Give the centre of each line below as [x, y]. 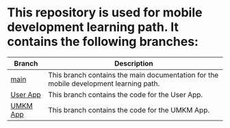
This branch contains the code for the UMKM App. [129, 110]
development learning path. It [93, 27]
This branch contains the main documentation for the [133, 75]
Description [134, 63]
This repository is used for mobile [105, 13]
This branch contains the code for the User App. [125, 94]
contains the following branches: [103, 42]
